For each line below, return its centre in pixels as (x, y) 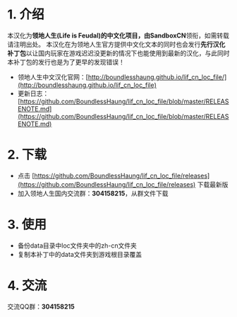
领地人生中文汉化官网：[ (53, 77)
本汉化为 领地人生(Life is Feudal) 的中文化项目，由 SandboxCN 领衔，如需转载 (118, 35)
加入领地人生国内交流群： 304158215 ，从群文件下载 (93, 193)
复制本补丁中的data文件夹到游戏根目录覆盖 (80, 254)
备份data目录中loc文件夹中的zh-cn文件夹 (77, 246)
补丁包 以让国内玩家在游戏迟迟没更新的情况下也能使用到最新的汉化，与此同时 (119, 53)
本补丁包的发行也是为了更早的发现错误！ (66, 62)
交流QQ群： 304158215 (41, 306)
